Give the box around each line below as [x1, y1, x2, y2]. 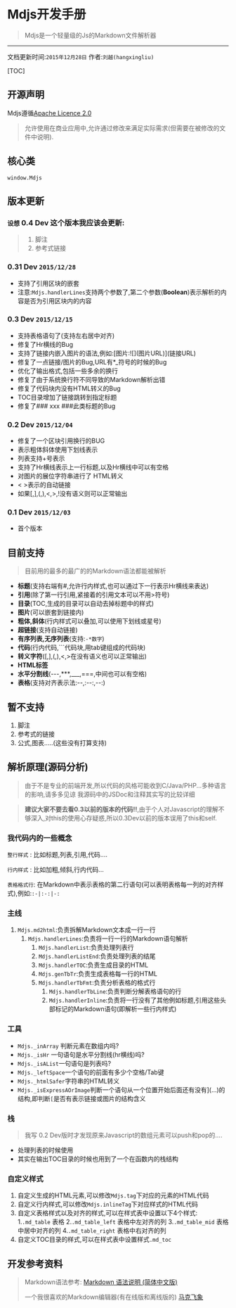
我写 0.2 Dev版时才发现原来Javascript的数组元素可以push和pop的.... [24, 1131, 223, 1140]
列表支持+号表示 [17, 455, 65, 463]
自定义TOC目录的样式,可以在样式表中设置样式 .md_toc [17, 1236, 172, 1244]
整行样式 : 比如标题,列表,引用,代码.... [7, 851, 107, 859]
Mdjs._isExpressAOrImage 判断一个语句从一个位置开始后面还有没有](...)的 [17, 1085, 225, 1094]
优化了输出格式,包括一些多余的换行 [17, 367, 118, 375]
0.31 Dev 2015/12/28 [7, 262, 76, 272]
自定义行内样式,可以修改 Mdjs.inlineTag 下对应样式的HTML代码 [17, 1200, 199, 1209]
